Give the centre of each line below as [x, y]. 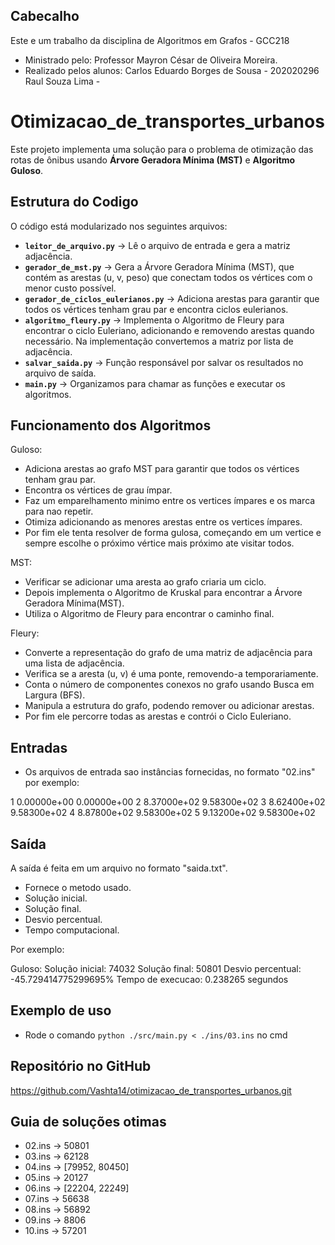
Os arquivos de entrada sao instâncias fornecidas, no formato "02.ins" [170, 772]
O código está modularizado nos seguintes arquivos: [119, 226]
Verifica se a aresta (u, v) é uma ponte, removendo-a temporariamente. [171, 674]
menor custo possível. [70, 288]
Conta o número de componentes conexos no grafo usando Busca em [169, 685]
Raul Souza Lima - [62, 81]
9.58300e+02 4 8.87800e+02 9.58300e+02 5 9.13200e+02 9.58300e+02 [163, 813]
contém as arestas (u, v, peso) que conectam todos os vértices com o [168, 277]
